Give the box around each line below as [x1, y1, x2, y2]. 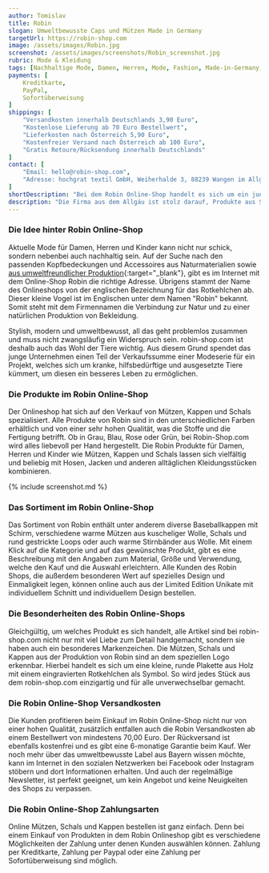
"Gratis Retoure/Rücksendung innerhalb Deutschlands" [22, 146, 206, 154]
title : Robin [8, 19, 52, 27]
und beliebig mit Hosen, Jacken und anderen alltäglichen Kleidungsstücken [8, 458, 257, 468]
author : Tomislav [8, 11, 66, 20]
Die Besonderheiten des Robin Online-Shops [8, 608, 186, 619]
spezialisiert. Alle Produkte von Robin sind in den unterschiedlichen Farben [8, 416, 255, 425]
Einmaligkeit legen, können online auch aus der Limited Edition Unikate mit [8, 580, 254, 589]
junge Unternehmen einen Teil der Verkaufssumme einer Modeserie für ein [8, 352, 255, 361]
